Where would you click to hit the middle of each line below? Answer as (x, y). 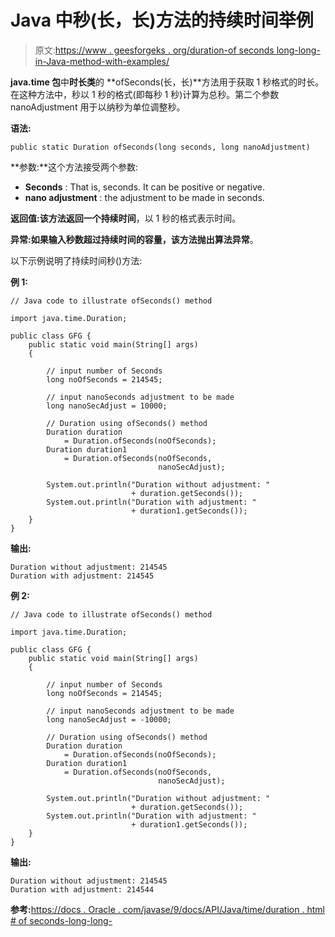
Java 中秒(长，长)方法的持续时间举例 (162, 20)
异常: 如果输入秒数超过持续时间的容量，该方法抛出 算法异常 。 (134, 239)
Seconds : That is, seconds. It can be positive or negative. (145, 187)
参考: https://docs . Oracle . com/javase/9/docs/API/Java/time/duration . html (167, 909)
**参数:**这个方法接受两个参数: (74, 167)
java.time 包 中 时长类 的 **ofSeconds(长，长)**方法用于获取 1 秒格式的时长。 (167, 82)
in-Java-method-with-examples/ (102, 61)
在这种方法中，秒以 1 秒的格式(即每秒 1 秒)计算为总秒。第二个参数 (145, 94)
